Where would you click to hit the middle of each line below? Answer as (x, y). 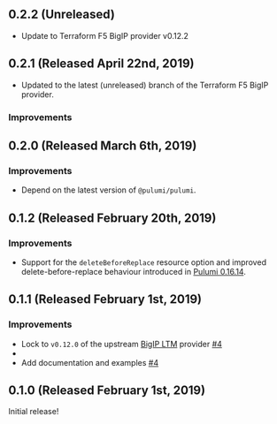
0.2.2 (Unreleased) (62, 15)
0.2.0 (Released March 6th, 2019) (103, 145)
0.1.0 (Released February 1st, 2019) (107, 390)
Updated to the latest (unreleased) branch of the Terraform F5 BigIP (145, 85)
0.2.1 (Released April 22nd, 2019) (101, 64)
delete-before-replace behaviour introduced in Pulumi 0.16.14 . (134, 271)
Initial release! (34, 412)
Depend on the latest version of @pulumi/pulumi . (108, 190)
